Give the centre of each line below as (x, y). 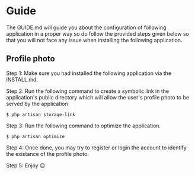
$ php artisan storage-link (41, 114)
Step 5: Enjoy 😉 (26, 165)
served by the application (37, 104)
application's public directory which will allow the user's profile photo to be (98, 97)
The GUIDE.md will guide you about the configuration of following (86, 27)
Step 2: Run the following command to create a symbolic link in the (88, 91)
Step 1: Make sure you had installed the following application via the (89, 73)
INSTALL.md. (22, 79)
